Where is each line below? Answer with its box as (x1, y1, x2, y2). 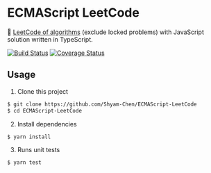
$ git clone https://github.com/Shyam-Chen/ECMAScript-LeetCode (7, 101, 197, 108)
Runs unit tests (17, 146, 60, 154)
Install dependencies (17, 120, 78, 128)
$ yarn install (7, 133, 51, 140)
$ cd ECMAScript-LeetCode (7, 107, 82, 114)
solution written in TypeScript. (7, 35, 94, 43)
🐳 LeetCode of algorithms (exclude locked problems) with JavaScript (7, 28, 205, 36)
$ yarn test (7, 159, 42, 166)
